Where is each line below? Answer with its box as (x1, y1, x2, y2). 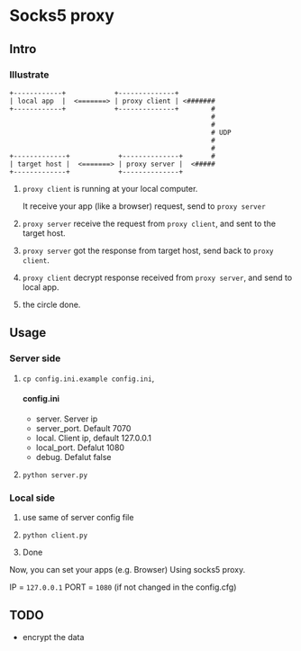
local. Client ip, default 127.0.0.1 (35, 432, 151, 443)
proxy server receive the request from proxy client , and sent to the (22, 218, 277, 229)
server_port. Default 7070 (35, 422, 132, 433)
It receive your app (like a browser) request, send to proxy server (22, 200, 266, 212)
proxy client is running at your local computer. (22, 183, 198, 194)
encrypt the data (22, 631, 85, 642)
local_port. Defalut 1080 (35, 442, 124, 453)
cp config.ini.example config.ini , (22, 373, 155, 384)
